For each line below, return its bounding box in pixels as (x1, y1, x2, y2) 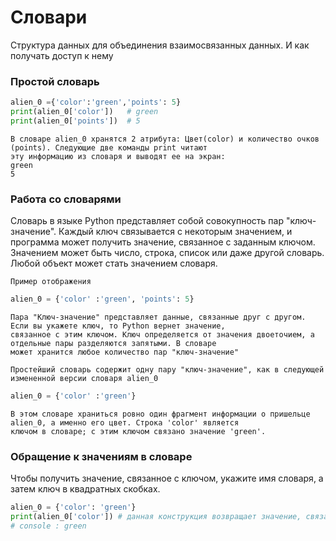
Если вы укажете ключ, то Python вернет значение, (10, 321, 226, 331)
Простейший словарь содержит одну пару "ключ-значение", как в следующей (10, 365, 325, 375)
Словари (10, 6, 88, 29)
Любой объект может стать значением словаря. (10, 257, 218, 270)
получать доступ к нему (10, 49, 114, 61)
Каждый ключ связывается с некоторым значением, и (58, 226, 293, 238)
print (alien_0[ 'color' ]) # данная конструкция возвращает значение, (10, 512, 302, 522)
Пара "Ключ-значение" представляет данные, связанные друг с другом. (10, 312, 307, 323)
